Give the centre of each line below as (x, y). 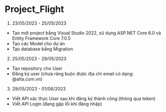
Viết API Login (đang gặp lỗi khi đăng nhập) (57, 103)
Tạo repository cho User (37, 68)
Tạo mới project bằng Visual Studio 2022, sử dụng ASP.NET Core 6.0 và (87, 33)
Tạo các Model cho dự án (38, 43)
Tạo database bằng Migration (43, 49)
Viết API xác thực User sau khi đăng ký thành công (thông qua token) (84, 98)
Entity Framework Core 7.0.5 (41, 38)
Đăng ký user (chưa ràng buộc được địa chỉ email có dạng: (73, 73)
